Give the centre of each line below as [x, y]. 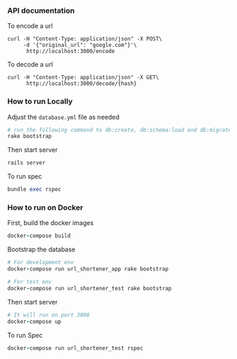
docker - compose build [39, 236]
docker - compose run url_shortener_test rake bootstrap [90, 288]
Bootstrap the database [42, 249]
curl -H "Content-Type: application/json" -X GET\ [83, 78]
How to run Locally [40, 101]
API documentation [41, 11]
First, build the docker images [50, 223]
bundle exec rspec [34, 190]
